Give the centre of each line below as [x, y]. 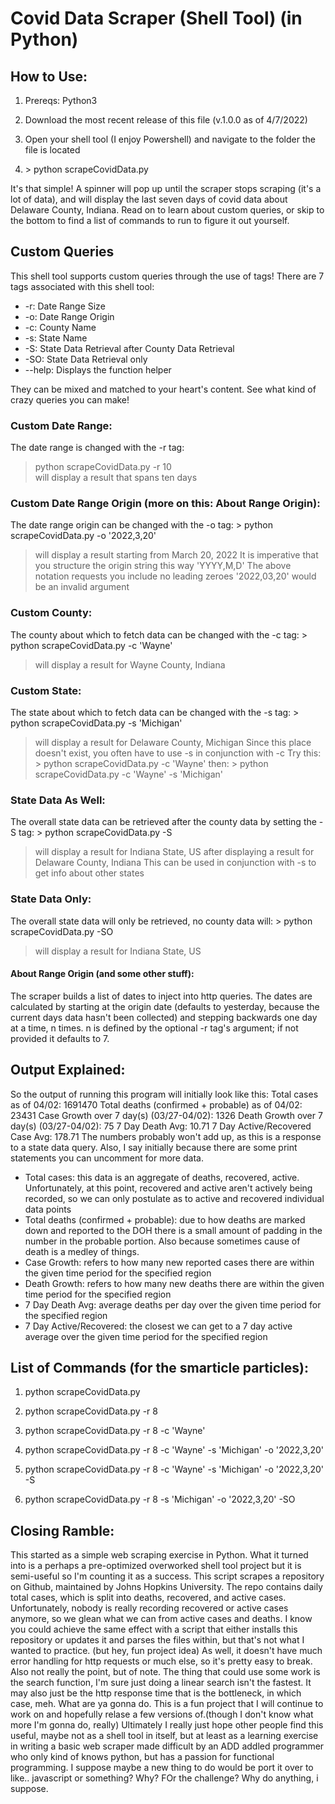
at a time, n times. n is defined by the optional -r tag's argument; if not [154, 1028]
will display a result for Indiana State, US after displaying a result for [174, 852]
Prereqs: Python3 [61, 100]
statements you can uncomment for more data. [107, 1158]
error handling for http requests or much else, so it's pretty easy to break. [161, 1661]
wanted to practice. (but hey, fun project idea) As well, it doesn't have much [166, 1651]
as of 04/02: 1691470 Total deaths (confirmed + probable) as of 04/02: [156, 1104]
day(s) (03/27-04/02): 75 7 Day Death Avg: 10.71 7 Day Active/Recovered [161, 1126]
